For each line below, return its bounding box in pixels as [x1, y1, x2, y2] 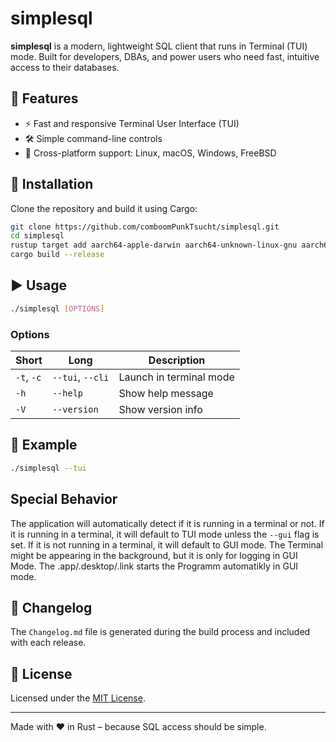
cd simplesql [10, 231, 65, 241]
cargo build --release [10, 250, 105, 260]
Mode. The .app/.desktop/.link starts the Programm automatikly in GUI [10, 560, 299, 572]
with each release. [10, 637, 87, 649]
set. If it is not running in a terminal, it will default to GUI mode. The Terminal [10, 538, 324, 551]
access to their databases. [10, 61, 120, 73]
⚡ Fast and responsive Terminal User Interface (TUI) [24, 117, 240, 129]
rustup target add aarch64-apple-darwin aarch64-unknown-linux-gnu [10, 240, 298, 251]
